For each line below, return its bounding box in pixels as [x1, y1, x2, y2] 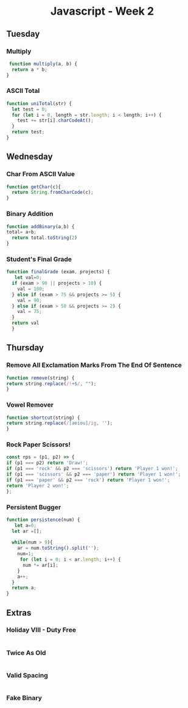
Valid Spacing [6, 671, 49, 680]
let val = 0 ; [14, 275, 43, 281]
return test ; [12, 129, 45, 135]
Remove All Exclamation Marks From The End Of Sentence [6, 361, 183, 369]
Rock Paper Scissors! [6, 440, 71, 449]
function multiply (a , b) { [9, 61, 78, 67]
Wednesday [6, 152, 53, 162]
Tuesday [6, 29, 40, 39]
